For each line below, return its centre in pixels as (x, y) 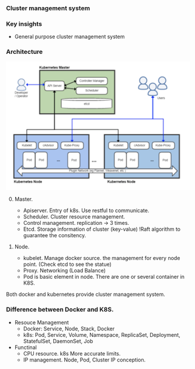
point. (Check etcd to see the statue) (67, 264)
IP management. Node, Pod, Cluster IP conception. (84, 360)
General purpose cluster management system (69, 37)
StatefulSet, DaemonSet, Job (58, 341)
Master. (24, 199)
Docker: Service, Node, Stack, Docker (69, 329)
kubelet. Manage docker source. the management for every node (102, 258)
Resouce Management (41, 322)
